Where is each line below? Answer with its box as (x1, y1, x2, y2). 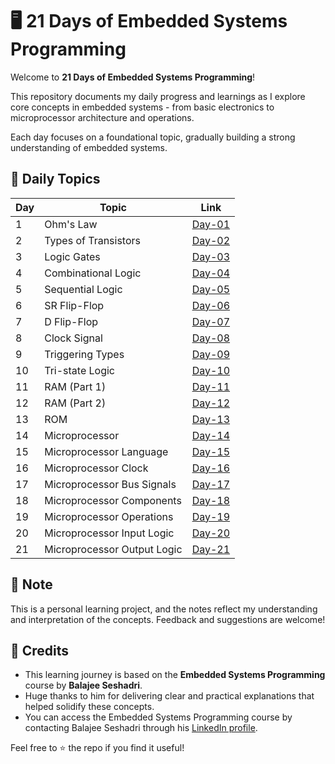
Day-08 (191, 331, 231, 345)
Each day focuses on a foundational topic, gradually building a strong (10, 131, 296, 143)
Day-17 (191, 477, 231, 491)
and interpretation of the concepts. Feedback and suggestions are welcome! (10, 613, 326, 625)
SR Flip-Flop (44, 298, 105, 312)
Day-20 (191, 526, 231, 540)
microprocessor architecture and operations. (10, 111, 195, 123)
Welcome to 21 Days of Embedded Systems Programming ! (10, 71, 256, 83)
